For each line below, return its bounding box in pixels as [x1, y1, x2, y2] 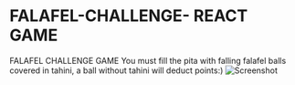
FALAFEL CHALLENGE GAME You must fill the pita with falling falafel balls [9, 55, 287, 66]
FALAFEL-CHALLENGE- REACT [9, 5, 248, 27]
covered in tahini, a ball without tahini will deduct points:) [9, 65, 224, 76]
